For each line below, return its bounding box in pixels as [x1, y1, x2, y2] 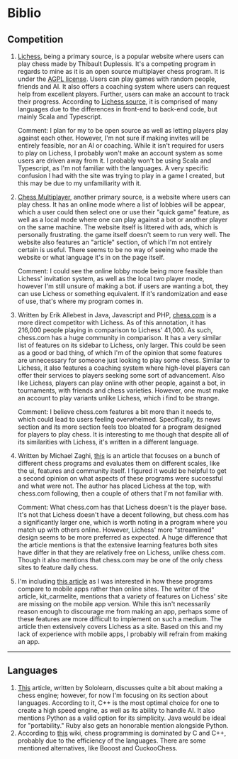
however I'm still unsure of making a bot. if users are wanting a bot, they [17, 282, 229, 290]
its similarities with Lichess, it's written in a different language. [17, 438, 200, 446]
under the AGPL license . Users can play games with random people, [17, 75, 217, 83]
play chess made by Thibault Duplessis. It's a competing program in [17, 60, 216, 68]
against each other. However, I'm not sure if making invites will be [17, 133, 210, 142]
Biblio [7, 5, 42, 21]
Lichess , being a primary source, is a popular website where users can [17, 52, 225, 60]
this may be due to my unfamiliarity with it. [17, 179, 142, 187]
